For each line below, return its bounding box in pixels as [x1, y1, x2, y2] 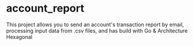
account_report [6, 2, 85, 15]
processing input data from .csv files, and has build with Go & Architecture [6, 27, 188, 34]
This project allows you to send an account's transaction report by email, [6, 21, 185, 28]
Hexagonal [6, 33, 33, 40]
